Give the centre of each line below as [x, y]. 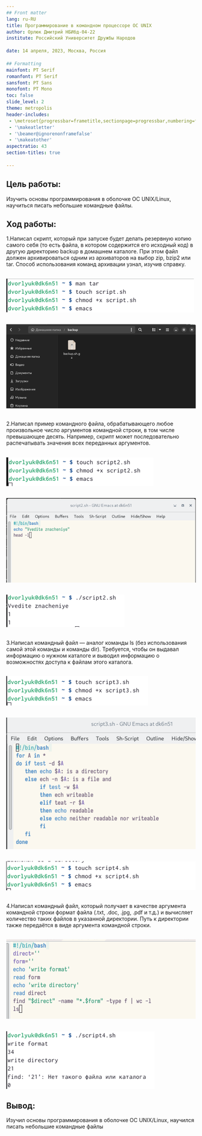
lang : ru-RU [21, 19]
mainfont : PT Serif [31, 70]
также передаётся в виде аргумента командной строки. [79, 925]
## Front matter [26, 13]
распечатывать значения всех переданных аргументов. [78, 443]
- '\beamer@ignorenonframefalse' [51, 134]
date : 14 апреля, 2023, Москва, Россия [56, 51]
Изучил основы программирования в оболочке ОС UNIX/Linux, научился [100, 1120]
